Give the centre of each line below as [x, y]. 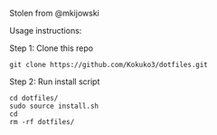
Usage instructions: [46, 30]
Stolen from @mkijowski [54, 13]
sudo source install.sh [54, 106]
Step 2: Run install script [55, 82]
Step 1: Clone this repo [51, 48]
